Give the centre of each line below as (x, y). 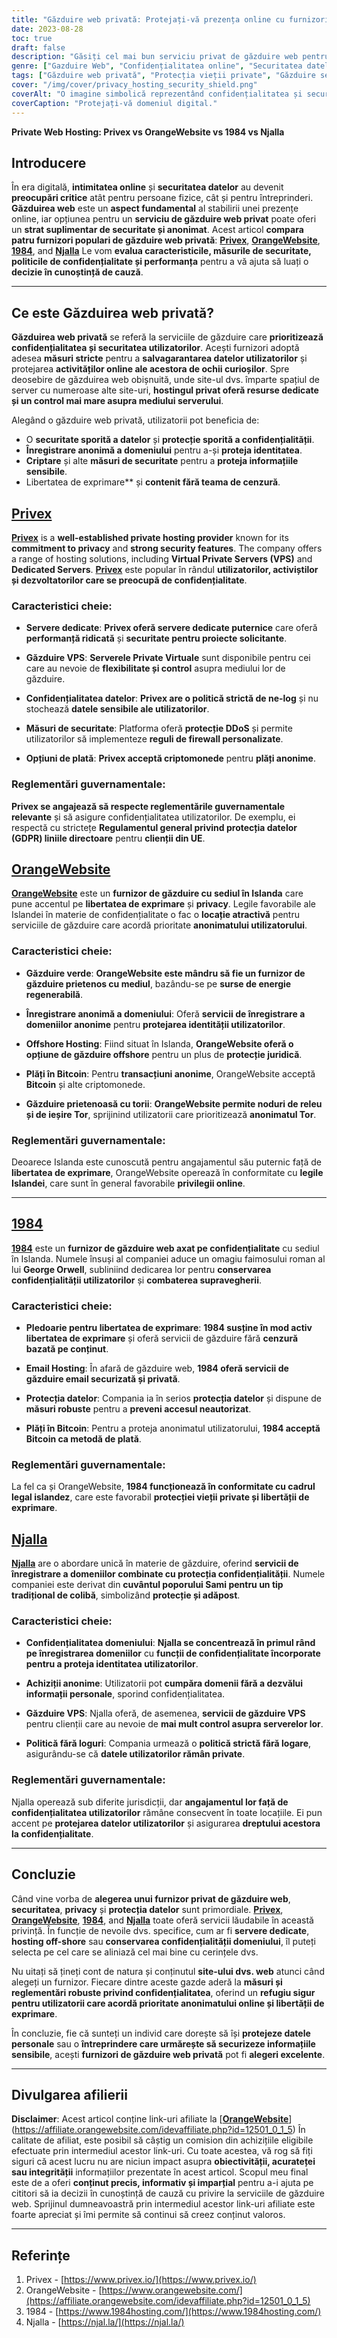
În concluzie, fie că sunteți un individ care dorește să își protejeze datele (161, 2033)
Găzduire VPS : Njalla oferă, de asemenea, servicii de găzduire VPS (165, 1713)
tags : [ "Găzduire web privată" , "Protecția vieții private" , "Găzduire (163, 76)
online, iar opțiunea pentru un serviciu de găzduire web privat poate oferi (164, 219)
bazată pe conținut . (67, 1349)
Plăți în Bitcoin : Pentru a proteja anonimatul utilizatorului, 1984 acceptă (173, 1428)
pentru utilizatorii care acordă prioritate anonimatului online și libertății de (168, 2003)
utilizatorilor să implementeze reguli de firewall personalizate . (154, 739)
